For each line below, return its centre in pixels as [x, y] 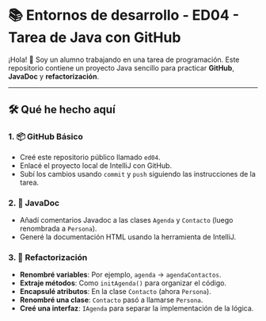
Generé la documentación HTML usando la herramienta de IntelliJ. [128, 237]
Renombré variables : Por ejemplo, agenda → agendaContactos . [120, 275]
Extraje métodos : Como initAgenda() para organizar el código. [123, 283]
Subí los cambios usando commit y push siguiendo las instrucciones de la [137, 174]
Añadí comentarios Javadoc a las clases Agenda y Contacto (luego [126, 220]
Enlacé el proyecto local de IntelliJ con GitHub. [96, 165]
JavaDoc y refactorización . [54, 76]
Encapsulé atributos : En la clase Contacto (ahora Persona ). [115, 292]
